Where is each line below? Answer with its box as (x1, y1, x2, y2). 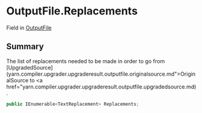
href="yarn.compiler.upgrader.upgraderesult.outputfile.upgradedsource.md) (6, 83, 197, 90)
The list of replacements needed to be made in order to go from (6, 57, 165, 64)
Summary (6, 41, 44, 52)
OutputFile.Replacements (6, 4, 138, 18)
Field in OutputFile (6, 24, 52, 31)
